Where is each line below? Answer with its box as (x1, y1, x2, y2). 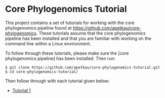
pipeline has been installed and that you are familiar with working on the (5, 35, 152, 41)
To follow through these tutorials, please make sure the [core (5, 50, 129, 56)
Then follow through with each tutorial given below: (5, 78, 110, 84)
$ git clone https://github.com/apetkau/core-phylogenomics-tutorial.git (5, 65, 161, 70)
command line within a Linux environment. (5, 40, 91, 46)
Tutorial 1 (12, 87, 31, 93)
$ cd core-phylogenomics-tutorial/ (5, 69, 79, 74)
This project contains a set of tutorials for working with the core (5, 20, 135, 26)
